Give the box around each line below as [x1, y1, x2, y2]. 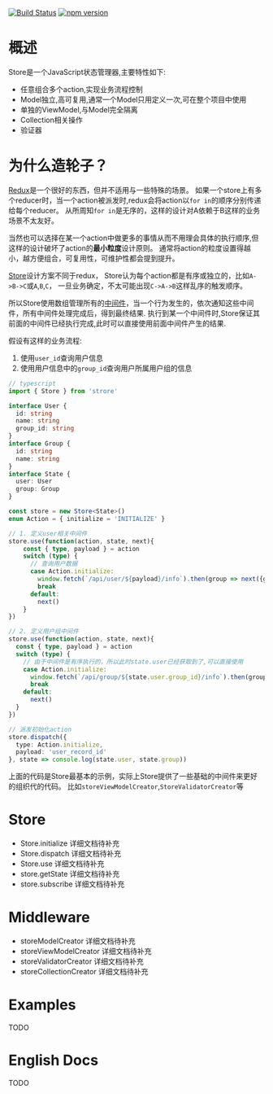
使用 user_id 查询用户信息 [19, 352, 103, 362]
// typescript [8, 379, 57, 387]
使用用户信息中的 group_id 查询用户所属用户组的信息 [19, 363, 193, 373]
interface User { [8, 401, 67, 410]
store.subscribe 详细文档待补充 [19, 879, 125, 889]
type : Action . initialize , [15, 741, 104, 749]
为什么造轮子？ [8, 157, 109, 175]
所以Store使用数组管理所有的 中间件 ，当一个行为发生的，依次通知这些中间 [8, 298, 254, 308]
